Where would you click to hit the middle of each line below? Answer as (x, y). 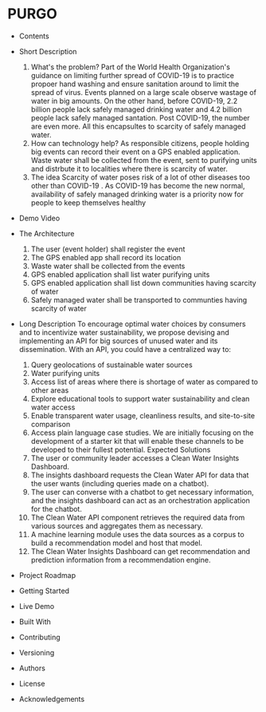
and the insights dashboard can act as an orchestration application (140, 500)
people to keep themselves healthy (88, 202)
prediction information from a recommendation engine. (121, 560)
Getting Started (44, 591)
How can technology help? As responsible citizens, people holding (140, 143)
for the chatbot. (57, 508)
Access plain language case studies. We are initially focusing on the (142, 433)
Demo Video (39, 218)
